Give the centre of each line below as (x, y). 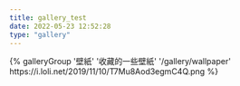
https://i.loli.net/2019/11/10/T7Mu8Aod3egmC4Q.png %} (114, 72)
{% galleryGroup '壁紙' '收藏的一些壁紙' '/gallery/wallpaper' (120, 62)
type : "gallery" (40, 34)
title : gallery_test (48, 18)
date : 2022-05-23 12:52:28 (60, 26)
